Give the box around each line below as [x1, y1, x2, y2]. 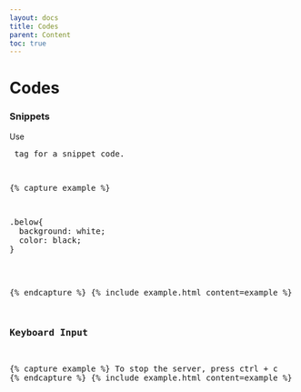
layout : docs [9, 13, 59, 23]
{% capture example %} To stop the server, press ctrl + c [9, 364, 279, 374]
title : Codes [9, 22, 59, 31]
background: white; [18, 226, 106, 236]
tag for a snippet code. [14, 148, 125, 159]
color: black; [18, 235, 82, 246]
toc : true [9, 38, 47, 48]
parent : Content [9, 30, 71, 39]
